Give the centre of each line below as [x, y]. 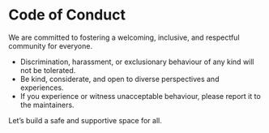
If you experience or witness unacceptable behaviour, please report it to [140, 96]
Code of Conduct [67, 15]
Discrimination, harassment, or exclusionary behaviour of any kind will [137, 62]
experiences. [42, 88]
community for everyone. [51, 45]
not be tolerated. [48, 70]
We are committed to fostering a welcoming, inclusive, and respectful [124, 37]
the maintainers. [47, 105]
